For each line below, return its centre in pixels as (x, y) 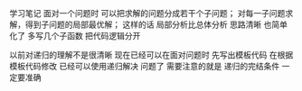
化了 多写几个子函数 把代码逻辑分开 (75, 36)
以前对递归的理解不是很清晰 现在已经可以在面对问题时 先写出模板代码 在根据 (151, 55)
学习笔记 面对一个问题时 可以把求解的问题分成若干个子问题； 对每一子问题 (147, 13)
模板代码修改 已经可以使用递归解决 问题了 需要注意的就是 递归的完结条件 (145, 66)
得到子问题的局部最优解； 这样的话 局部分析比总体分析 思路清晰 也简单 (156, 24)
